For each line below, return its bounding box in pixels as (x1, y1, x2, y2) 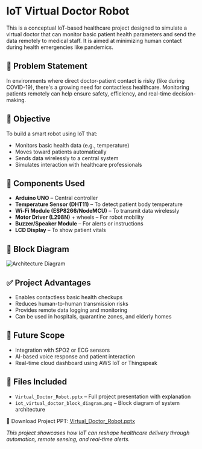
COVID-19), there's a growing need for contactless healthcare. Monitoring (6, 83, 190, 91)
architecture (14, 405, 46, 413)
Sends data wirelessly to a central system (14, 154, 119, 161)
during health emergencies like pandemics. (6, 44, 113, 51)
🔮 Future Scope (6, 331, 65, 341)
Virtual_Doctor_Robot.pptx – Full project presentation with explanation (14, 393, 191, 400)
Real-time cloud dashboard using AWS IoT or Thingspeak (14, 359, 158, 366)
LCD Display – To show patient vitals (14, 227, 107, 234)
